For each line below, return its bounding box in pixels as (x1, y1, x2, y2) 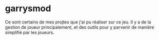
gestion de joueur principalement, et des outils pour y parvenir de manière (5, 24, 155, 30)
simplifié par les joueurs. (5, 29, 55, 35)
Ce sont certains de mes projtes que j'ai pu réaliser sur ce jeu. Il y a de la (5, 19, 151, 25)
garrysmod (5, 3, 51, 14)
